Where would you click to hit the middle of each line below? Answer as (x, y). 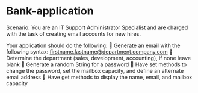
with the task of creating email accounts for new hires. (74, 33)
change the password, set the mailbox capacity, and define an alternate (95, 70)
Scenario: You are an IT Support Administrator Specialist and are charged (97, 27)
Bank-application (50, 11)
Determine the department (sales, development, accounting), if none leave (99, 58)
